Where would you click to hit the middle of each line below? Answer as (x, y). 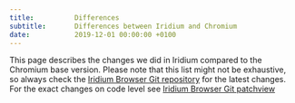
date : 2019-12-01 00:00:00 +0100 (93, 34)
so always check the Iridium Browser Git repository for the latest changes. (147, 80)
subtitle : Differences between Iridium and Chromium (123, 26)
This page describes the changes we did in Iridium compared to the (136, 61)
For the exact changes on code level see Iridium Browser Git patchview (142, 89)
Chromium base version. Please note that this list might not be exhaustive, (148, 70)
